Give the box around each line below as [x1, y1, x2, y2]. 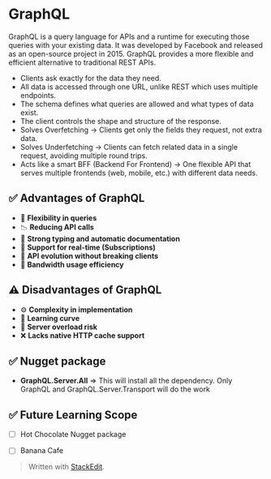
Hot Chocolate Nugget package [19, 430, 127, 439]
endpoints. [19, 90, 57, 100]
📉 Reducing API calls [19, 222, 95, 232]
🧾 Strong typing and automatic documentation [19, 233, 180, 243]
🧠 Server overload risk [19, 322, 97, 331]
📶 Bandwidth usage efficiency [19, 259, 124, 269]
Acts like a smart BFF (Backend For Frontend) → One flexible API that [19, 159, 252, 169]
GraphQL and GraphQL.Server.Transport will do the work [19, 384, 211, 394]
